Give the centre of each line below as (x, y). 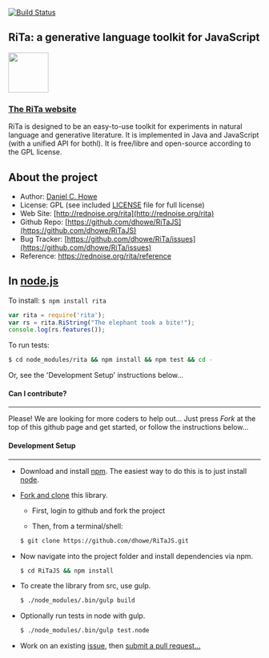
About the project (53, 177)
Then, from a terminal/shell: (77, 526)
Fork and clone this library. (64, 495)
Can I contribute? (38, 393)
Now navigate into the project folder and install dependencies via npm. (137, 556)
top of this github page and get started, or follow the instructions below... (128, 427)
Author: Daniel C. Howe (58, 196)
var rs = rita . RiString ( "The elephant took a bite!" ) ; (102, 323)
